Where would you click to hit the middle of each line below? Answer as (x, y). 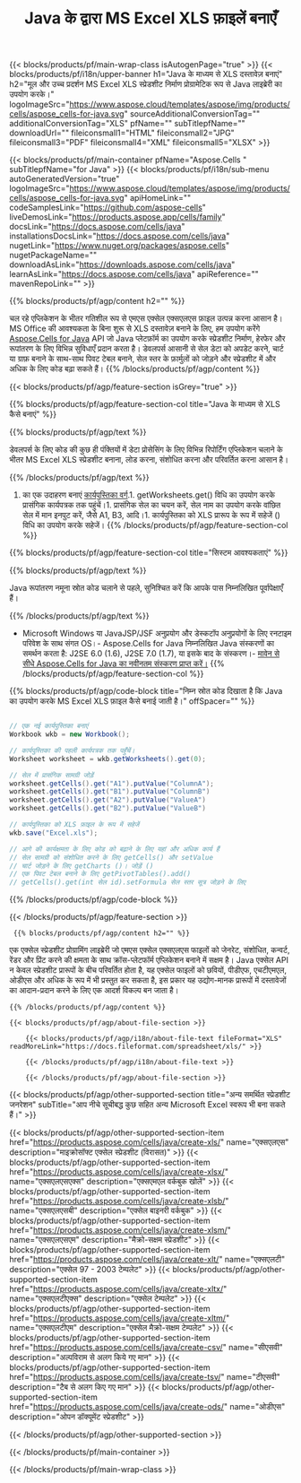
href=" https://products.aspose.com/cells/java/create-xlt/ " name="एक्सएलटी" (147, 1260)
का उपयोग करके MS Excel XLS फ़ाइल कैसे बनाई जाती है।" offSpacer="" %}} (132, 701)
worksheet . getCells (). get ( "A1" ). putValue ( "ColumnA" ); (112, 784)
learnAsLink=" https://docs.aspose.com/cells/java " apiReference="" (134, 274)
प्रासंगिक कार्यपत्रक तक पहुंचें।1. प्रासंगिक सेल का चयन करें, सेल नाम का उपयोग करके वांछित (151, 505)
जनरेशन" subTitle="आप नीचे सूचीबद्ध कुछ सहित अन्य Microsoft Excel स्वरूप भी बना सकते (147, 1105)
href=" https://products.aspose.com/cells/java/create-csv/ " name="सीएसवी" (146, 1348)
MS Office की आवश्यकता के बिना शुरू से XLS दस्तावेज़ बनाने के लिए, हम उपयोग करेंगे (135, 329)
